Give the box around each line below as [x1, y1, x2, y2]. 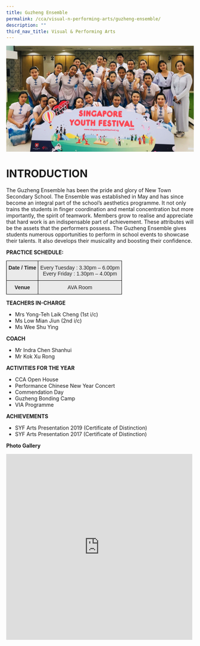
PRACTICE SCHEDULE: [6, 249, 64, 256]
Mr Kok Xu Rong [14, 353, 55, 360]
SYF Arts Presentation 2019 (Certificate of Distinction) [14, 424, 148, 431]
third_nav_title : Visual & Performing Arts [6, 29, 116, 35]
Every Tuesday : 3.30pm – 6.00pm [40, 264, 120, 271]
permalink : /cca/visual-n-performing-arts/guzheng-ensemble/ [6, 15, 161, 22]
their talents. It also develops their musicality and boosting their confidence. [6, 237, 192, 244]
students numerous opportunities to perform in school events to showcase [6, 231, 189, 238]
